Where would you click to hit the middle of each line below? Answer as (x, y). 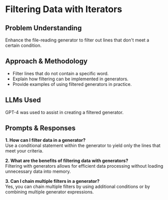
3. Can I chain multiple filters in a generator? (52, 181)
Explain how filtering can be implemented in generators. (70, 79)
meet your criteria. (24, 151)
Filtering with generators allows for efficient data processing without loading (84, 166)
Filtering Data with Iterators (64, 9)
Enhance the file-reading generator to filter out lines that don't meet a (77, 40)
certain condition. (23, 45)
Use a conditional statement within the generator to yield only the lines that (83, 145)
